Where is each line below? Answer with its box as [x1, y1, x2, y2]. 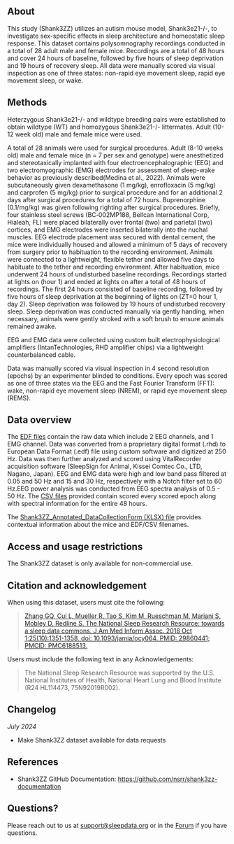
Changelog [7, 703, 57, 716]
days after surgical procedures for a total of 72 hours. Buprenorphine [7, 195, 206, 204]
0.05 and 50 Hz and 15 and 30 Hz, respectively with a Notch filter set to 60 [7, 477, 222, 486]
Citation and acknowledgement [7, 579, 147, 591]
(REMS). [7, 393, 31, 402]
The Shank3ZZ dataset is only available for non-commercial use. [7, 559, 193, 568]
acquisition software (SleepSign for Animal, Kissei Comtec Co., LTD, [7, 462, 203, 471]
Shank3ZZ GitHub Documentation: [17, 775, 117, 783]
